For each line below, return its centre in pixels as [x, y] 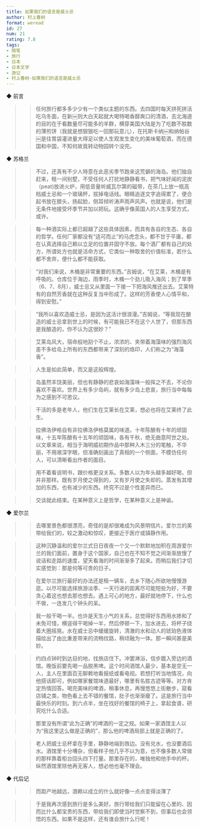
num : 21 [16, 34]
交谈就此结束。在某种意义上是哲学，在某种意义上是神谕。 [106, 500]
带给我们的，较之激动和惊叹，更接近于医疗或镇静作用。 [103, 533]
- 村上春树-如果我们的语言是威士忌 [43, 78]
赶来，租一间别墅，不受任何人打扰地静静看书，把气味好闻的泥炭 [114, 179]
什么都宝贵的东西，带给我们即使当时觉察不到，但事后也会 [117, 812]
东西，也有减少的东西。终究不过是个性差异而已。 [106, 487]
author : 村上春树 [26, 17]
